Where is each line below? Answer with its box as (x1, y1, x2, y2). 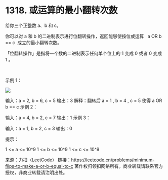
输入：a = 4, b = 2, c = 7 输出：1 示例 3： (5, 115, 91, 121)
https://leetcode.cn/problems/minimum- (71, 157, 155, 163)
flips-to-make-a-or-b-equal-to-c (5, 163, 73, 169)
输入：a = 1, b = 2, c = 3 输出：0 (5, 125, 72, 131)
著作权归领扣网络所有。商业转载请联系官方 (74, 163, 163, 169)
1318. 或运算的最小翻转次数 (5, 5, 118, 16)
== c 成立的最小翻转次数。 (5, 39, 62, 46)
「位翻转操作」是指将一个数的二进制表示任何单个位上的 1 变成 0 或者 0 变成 (5, 50, 162, 56)
